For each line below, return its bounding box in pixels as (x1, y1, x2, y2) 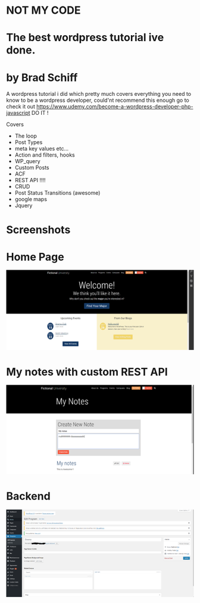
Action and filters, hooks (14, 151, 76, 158)
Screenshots (6, 223, 71, 236)
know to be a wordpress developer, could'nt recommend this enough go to (6, 96, 189, 104)
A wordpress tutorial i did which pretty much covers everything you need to (6, 90, 192, 98)
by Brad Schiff (6, 71, 78, 84)
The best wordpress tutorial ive (6, 31, 164, 45)
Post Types (14, 139, 43, 146)
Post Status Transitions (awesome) (14, 189, 101, 196)
